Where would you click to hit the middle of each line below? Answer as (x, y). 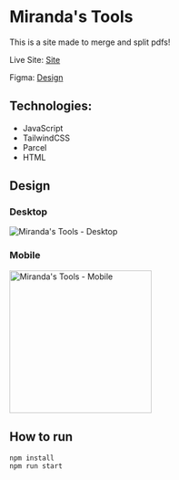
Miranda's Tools (71, 17)
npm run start (36, 466)
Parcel (35, 147)
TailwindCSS (46, 138)
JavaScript (43, 128)
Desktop (29, 212)
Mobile (25, 256)
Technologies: (51, 106)
